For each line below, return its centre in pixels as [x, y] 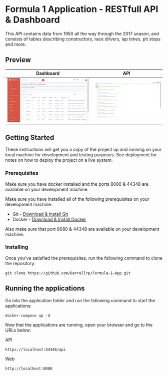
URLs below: [18, 330]
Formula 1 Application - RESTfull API [82, 9]
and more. [16, 44]
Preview [18, 60]
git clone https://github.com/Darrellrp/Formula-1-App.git [68, 273]
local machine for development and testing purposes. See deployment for [81, 155]
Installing [17, 247]
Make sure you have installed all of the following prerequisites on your [77, 199]
